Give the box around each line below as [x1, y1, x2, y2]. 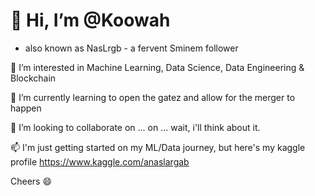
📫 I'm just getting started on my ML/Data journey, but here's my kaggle [10, 141, 306, 153]
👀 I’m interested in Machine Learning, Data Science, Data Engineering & [10, 61, 305, 73]
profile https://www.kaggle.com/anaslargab [10, 155, 190, 168]
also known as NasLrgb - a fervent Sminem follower [24, 42, 239, 54]
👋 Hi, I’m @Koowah [10, 9, 171, 32]
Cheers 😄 [10, 175, 53, 187]
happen [10, 102, 42, 114]
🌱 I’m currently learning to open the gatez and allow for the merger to [10, 91, 296, 103]
